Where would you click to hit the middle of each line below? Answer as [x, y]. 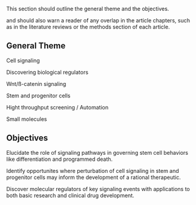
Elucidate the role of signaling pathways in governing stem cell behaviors [97, 152]
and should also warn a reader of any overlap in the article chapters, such [98, 20]
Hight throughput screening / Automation [57, 107]
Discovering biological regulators [47, 72]
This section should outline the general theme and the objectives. [88, 9]
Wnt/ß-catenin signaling [36, 83]
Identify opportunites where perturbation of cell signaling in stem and [93, 171]
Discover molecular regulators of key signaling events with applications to [98, 189]
